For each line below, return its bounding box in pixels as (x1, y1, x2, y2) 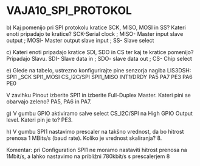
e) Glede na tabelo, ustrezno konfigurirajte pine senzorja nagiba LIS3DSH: (6, 66, 191, 74)
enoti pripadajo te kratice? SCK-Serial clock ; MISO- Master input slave (6, 30, 184, 37)
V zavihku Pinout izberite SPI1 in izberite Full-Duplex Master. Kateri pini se (6, 91, 191, 99)
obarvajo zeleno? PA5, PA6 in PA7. (6, 98, 92, 105)
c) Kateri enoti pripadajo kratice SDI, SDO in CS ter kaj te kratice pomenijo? (6, 48, 194, 55)
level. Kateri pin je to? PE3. (6, 116, 73, 123)
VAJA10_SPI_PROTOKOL (6, 4, 133, 18)
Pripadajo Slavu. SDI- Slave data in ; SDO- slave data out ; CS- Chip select (6, 55, 193, 62)
